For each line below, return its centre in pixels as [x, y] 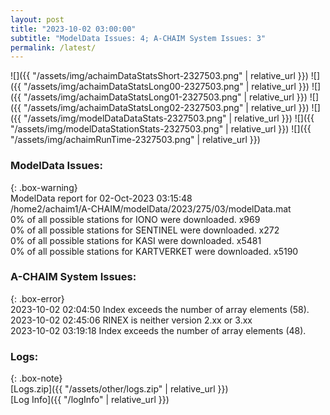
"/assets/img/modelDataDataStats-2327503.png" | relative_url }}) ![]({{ [169, 118]
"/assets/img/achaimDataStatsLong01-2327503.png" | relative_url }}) [165, 97]
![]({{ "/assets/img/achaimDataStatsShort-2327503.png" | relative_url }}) [159, 76]
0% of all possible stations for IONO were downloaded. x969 [135, 219]
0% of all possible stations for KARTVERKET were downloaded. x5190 [154, 251]
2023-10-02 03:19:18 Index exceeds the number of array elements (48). [158, 330]
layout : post [37, 19]
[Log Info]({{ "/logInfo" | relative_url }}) [90, 400]
